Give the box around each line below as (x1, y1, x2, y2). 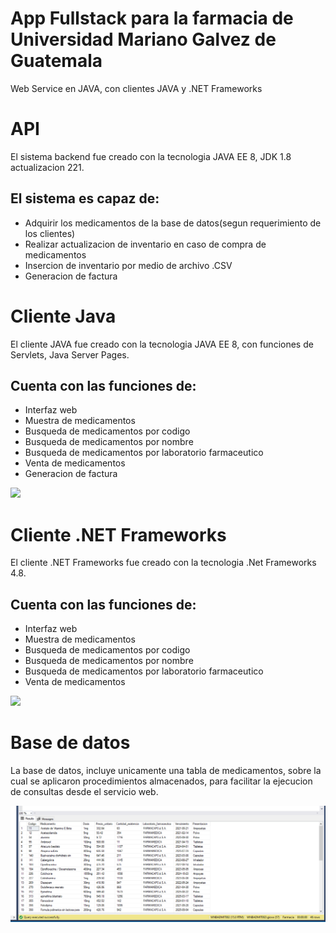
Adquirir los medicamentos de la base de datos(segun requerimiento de (24, 217, 322, 229)
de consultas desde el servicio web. (10, 786, 159, 798)
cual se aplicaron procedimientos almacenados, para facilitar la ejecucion (10, 775, 313, 787)
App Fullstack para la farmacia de (10, 7, 294, 30)
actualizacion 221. (10, 161, 85, 173)
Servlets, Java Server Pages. (10, 348, 130, 361)
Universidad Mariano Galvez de (10, 28, 277, 51)
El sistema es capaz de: (10, 190, 160, 207)
